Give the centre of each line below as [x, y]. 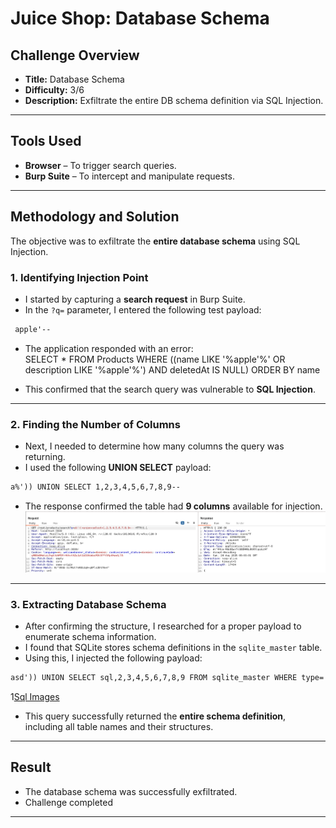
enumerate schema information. [90, 636]
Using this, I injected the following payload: [113, 658]
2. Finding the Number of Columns [95, 424]
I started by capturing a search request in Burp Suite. [135, 299]
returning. [45, 457]
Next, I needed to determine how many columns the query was [154, 446]
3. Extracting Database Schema [88, 604]
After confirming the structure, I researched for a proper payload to [163, 626]
